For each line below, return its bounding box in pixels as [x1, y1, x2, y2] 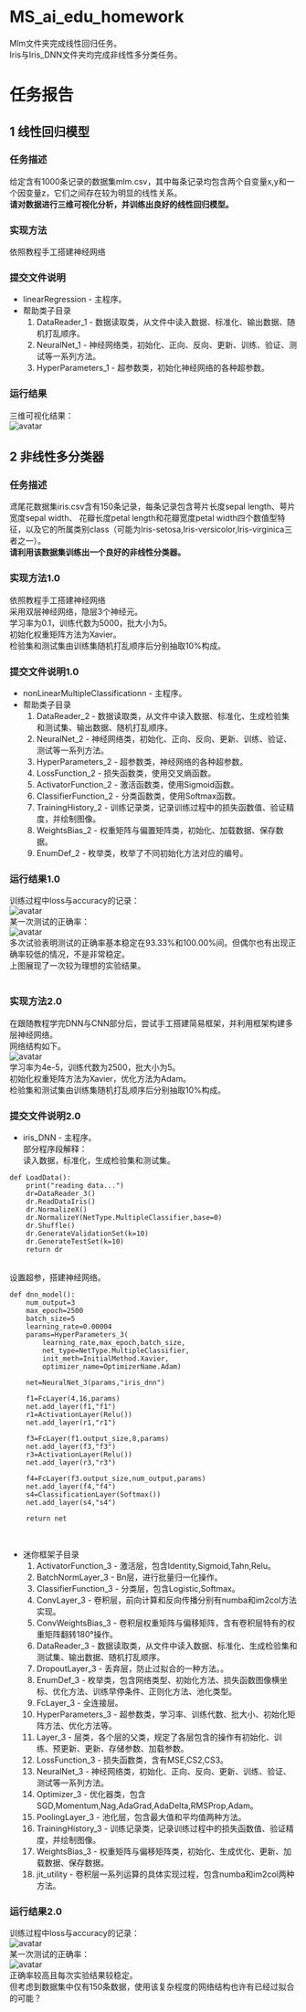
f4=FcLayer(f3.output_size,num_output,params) [26, 1474, 206, 1483]
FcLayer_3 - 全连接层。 [36, 1697, 123, 1708]
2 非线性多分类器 [9, 450, 105, 465]
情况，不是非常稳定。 [48, 948, 130, 960]
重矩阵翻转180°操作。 [36, 1628, 119, 1639]
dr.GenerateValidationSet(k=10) [26, 1229, 149, 1238]
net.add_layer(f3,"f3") [26, 1442, 117, 1451]
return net [26, 1514, 68, 1523]
